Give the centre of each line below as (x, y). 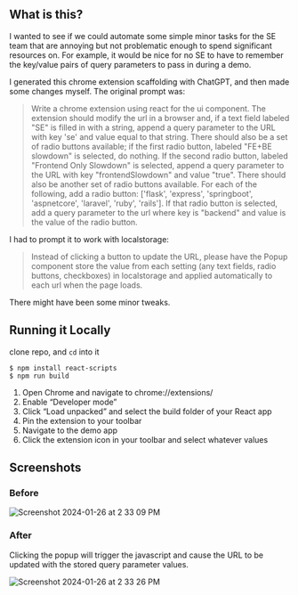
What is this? (46, 15)
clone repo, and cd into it (54, 352)
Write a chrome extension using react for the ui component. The (149, 108)
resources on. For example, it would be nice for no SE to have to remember (146, 55)
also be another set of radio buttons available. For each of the (144, 184)
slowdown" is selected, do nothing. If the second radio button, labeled (160, 156)
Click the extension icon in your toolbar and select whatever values (145, 439)
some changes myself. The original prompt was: (97, 91)
